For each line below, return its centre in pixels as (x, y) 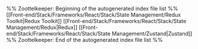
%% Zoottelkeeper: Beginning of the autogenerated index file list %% (92, 9)
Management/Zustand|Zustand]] (152, 34)
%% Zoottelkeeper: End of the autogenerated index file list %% (85, 40)
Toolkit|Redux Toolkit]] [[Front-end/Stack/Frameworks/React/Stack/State (96, 21)
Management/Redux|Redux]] (42, 27)
